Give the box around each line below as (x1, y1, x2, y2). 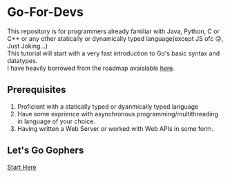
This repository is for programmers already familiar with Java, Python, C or (7, 27, 220, 35)
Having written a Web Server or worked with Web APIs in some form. (17, 124, 214, 132)
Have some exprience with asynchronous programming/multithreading (17, 109, 219, 118)
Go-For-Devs (7, 4, 84, 20)
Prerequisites (7, 84, 66, 96)
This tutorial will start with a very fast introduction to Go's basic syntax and (7, 49, 220, 57)
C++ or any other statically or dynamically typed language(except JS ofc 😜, (7, 34, 224, 42)
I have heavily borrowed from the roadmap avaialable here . (7, 64, 175, 72)
